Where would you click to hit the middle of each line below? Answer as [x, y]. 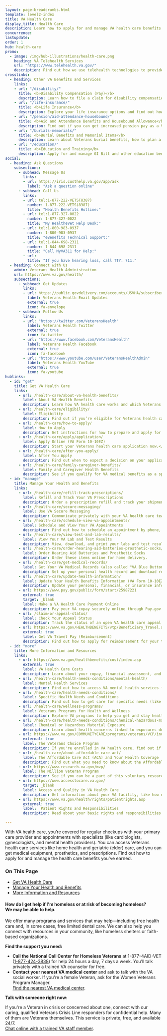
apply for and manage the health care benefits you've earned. [69, 858]
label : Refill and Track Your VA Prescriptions [73, 498]
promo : [12, 51]
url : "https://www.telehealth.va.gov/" [55, 65]
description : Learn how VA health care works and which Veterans [92, 405]
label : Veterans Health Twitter [61, 326]
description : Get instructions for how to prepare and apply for [92, 433]
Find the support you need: [34, 946]
